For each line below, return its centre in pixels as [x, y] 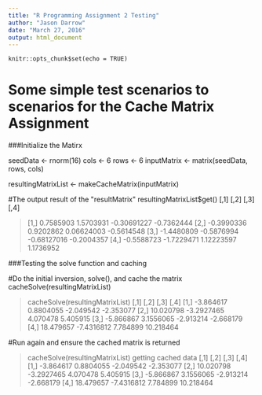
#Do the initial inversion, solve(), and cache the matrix [95, 279]
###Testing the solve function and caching [78, 264]
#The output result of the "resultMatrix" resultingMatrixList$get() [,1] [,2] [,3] [131, 199]
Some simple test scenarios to [109, 90]
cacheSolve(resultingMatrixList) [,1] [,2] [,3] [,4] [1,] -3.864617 [127, 302]
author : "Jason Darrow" [47, 23]
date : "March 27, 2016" [47, 30]
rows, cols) [26, 169]
